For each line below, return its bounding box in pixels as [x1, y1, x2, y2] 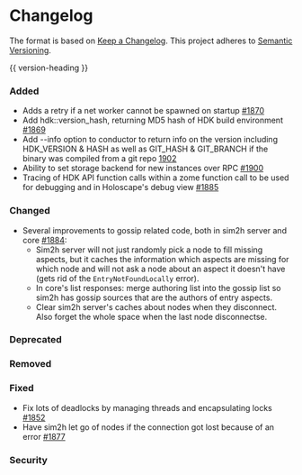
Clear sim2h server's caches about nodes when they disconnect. [35, 301, 277, 312]
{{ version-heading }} [9, 62, 88, 73]
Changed [9, 205, 51, 217]
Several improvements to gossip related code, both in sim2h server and [22, 224, 288, 235]
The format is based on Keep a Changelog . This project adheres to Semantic [9, 35, 293, 46]
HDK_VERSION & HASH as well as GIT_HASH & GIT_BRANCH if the [22, 143, 269, 154]
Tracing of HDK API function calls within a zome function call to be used [22, 172, 289, 183]
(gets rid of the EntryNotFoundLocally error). [35, 272, 200, 284]
